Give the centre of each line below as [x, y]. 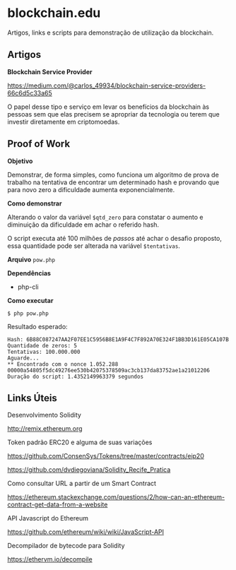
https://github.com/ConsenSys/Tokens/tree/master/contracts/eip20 [106, 456]
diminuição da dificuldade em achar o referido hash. [83, 225]
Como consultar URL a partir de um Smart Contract [82, 483]
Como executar [30, 300]
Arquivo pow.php [31, 259]
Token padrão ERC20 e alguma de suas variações [80, 442]
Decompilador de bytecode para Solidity [66, 546]
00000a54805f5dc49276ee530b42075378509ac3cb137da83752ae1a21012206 [109, 370]
